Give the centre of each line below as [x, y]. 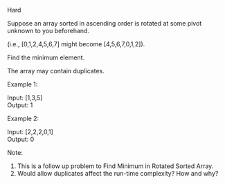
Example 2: [23, 118]
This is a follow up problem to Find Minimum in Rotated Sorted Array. [115, 166]
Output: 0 [21, 139]
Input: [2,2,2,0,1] [30, 132]
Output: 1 [20, 105]
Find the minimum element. [46, 57]
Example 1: [22, 84]
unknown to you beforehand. [48, 31]
